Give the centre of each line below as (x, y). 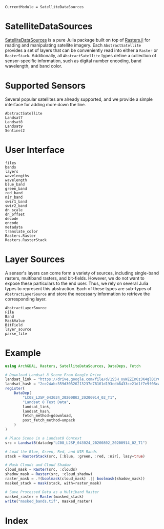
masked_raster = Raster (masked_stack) (44, 497)
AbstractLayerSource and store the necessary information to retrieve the (78, 294)
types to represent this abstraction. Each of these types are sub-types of (78, 288)
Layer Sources (35, 259)
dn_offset (15, 214)
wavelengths (17, 176)
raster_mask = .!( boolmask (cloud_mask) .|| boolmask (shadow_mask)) (75, 479)
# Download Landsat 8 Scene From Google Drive (53, 375)
